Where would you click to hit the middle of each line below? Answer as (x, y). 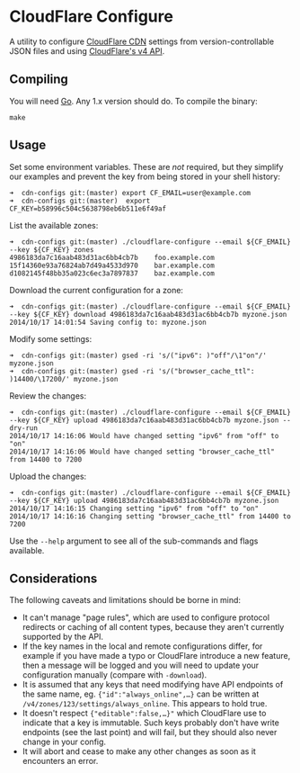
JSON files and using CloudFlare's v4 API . (87, 50)
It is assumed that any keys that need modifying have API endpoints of (153, 685)
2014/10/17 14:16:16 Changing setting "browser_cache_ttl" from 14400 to (150, 516)
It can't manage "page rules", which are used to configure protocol (146, 617)
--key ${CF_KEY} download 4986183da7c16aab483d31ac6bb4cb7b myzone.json (148, 314)
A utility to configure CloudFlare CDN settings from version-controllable (142, 41)
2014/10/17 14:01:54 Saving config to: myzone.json (108, 322)
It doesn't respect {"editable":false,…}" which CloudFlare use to (144, 714)
